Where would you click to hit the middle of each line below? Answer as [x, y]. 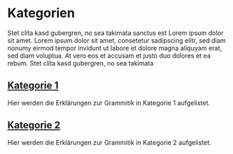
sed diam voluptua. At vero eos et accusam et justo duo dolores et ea [109, 56]
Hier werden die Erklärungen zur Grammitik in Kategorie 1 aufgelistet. [109, 103]
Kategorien [41, 13]
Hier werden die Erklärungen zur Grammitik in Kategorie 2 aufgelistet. [109, 142]
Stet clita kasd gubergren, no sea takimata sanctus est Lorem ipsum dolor [116, 33]
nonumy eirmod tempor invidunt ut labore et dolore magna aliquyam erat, [115, 48]
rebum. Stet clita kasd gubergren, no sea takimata [81, 63]
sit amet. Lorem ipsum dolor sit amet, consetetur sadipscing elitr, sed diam [117, 40]
